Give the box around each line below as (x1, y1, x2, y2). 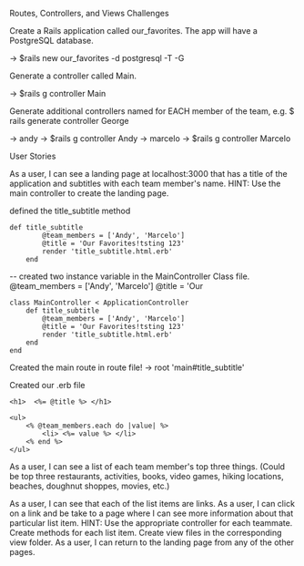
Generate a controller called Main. (9, 70, 137, 81)
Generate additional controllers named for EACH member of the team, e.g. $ (9, 106, 295, 117)
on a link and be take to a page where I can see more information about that (9, 508, 294, 519)
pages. (9, 547, 35, 557)
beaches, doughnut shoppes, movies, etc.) (9, 480, 170, 491)
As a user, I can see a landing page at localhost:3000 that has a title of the (9, 169, 289, 179)
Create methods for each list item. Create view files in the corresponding (9, 528, 282, 538)
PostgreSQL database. (9, 36, 94, 46)
